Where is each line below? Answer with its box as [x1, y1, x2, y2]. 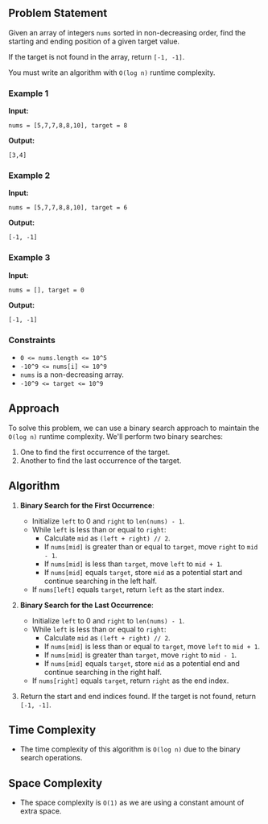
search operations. [19, 753, 83, 763]
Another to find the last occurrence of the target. [19, 455, 182, 466]
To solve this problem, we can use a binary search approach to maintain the [8, 423, 260, 433]
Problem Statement [8, 6, 108, 20]
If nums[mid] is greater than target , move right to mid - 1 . [43, 650, 237, 660]
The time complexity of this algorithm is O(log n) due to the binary [19, 744, 241, 754]
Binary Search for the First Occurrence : [19, 500, 155, 510]
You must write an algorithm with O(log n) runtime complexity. [8, 68, 216, 77]
